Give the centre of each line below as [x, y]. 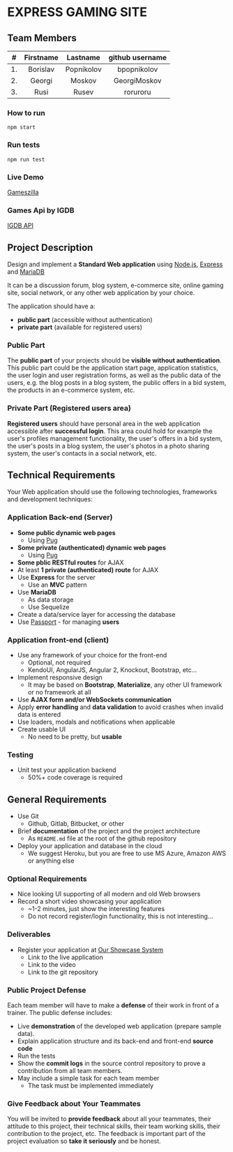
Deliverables [29, 935]
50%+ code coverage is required [75, 778]
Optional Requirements [47, 879]
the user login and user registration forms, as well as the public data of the [114, 375]
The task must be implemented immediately [91, 1086]
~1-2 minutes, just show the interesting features [96, 909]
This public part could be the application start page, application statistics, [113, 368]
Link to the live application [65, 957]
